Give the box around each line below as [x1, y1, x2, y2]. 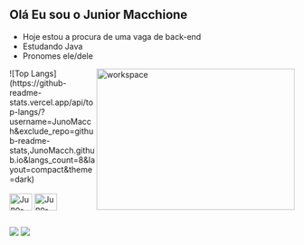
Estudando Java [22, 41, 83, 52]
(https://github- [9, 77, 67, 89]
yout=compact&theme [9, 164, 93, 174]
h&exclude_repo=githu [9, 126, 94, 137]
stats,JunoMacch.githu [9, 145, 95, 155]
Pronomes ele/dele [22, 50, 93, 61]
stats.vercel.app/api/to [9, 97, 93, 108]
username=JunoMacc [9, 116, 92, 127]
